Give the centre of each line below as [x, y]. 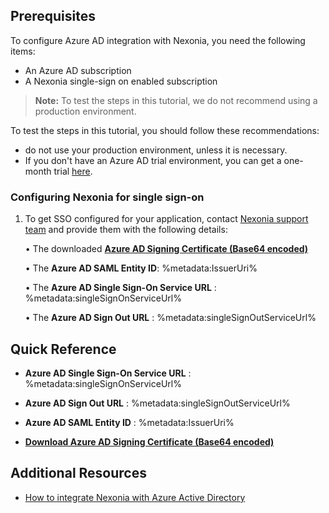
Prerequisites [53, 16]
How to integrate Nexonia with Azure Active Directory [135, 497]
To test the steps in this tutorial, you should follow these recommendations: [165, 130]
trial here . [73, 171]
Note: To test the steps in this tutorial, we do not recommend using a [176, 100]
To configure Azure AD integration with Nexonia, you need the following [158, 40]
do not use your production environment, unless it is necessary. [156, 150]
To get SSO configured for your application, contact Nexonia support [166, 219]
